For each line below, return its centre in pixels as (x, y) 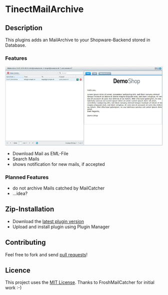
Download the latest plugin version (48, 221)
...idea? (20, 193)
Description (24, 28)
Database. (16, 45)
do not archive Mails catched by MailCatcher (58, 188)
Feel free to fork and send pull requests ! (46, 254)
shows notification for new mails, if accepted (58, 164)
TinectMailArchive (44, 9)
